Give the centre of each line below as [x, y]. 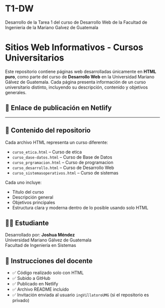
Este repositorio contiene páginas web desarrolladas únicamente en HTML [81, 71]
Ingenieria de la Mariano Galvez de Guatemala [52, 27]
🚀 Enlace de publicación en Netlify [58, 108]
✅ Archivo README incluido [41, 289]
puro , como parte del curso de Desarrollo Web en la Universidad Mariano [80, 76]
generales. [16, 92]
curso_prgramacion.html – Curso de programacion [63, 162]
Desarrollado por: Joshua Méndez [40, 235]
